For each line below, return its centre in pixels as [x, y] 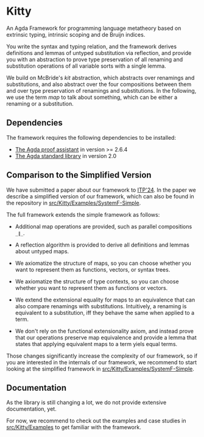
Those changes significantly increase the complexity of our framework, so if [102, 356]
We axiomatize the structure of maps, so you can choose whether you [103, 263]
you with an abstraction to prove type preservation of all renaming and [95, 59]
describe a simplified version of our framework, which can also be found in [100, 196]
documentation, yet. [31, 409]
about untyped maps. [42, 251]
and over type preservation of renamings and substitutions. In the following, [101, 90]
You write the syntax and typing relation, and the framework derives [92, 46]
